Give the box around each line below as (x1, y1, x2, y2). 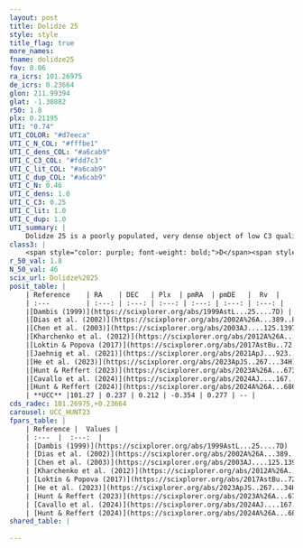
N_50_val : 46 (9, 265, 59, 274)
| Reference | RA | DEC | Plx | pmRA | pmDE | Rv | (25, 290, 280, 299)
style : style (9, 30, 59, 39)
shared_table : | (9, 516, 70, 526)
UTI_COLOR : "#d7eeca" (9, 131, 91, 140)
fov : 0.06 (9, 64, 47, 73)
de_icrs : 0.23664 (9, 80, 75, 89)
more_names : (9, 47, 54, 56)
